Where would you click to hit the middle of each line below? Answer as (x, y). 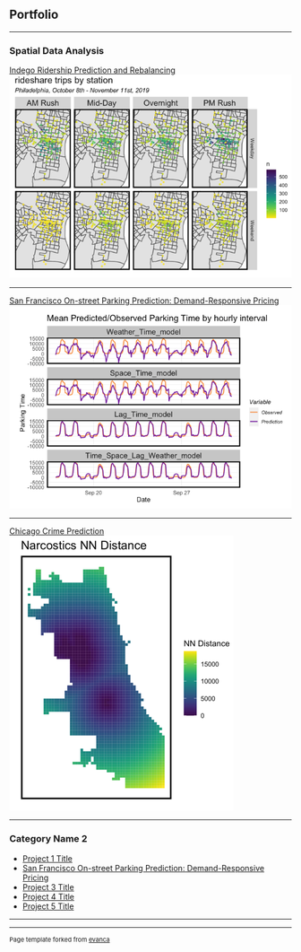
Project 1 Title (47, 858)
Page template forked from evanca (60, 939)
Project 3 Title (48, 886)
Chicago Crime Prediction (57, 531)
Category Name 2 (48, 839)
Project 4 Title (48, 896)
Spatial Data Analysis (57, 50)
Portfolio (34, 15)
